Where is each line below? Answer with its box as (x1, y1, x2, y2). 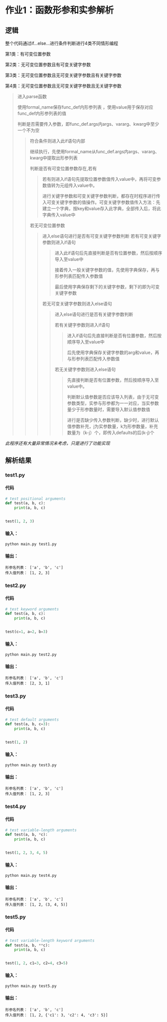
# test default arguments (5, 717, 59, 722)
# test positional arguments (5, 496, 66, 501)
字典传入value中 (42, 212, 76, 218)
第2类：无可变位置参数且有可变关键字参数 (5, 62, 91, 68)
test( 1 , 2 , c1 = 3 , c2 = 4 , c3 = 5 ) (5, 961, 68, 966)
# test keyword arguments (5, 606, 59, 611)
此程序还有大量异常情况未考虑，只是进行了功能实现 (5, 440, 110, 446)
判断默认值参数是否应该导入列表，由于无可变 (67, 394, 159, 400)
